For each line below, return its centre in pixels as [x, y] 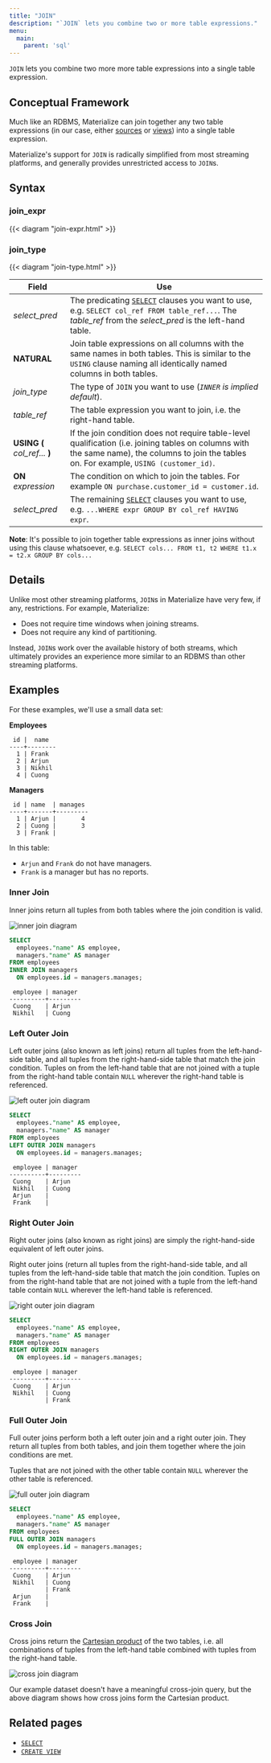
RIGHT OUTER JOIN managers [54, 1350]
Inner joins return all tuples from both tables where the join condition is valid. [136, 910]
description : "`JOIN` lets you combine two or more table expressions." [133, 23]
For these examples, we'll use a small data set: [86, 709]
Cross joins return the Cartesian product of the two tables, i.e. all [116, 1642]
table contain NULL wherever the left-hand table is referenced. [111, 1289]
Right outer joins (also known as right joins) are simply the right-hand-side [132, 1240]
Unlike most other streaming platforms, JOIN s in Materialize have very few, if [135, 599]
